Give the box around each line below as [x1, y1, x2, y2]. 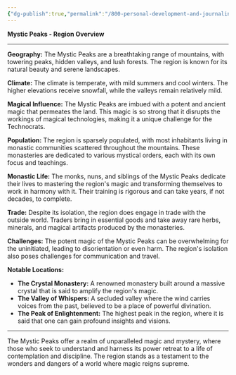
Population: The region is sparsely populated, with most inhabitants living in [7, 135, 228, 145]
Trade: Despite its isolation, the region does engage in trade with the [7, 208, 206, 216]
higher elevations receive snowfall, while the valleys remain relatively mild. [7, 86, 223, 94]
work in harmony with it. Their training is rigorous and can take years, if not [7, 187, 225, 195]
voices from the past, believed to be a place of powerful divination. [17, 301, 211, 310]
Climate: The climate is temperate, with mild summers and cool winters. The [7, 78, 228, 87]
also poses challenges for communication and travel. [7, 252, 160, 260]
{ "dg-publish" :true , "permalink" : [7, 10, 105, 18]
